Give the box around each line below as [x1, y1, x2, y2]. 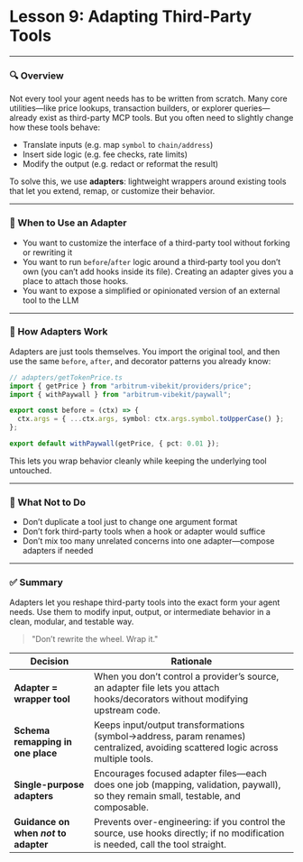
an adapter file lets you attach [93, 681, 220, 693]
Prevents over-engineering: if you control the [93, 815, 286, 828]
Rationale [170, 655, 213, 667]
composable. [93, 801, 149, 813]
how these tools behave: [9, 122, 101, 133]
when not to [14, 827, 67, 839]
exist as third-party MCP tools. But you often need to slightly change [39, 113, 294, 124]
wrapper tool [14, 692, 70, 705]
